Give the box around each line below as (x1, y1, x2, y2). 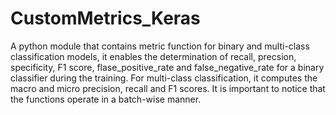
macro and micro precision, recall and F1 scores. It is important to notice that (10, 82, 326, 94)
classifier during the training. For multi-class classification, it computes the (10, 72, 318, 84)
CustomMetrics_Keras (10, 7, 201, 30)
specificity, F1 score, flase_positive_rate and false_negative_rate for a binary (10, 61, 325, 73)
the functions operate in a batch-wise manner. (10, 93, 202, 105)
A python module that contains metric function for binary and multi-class (10, 40, 310, 52)
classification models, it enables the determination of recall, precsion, (10, 50, 297, 62)
